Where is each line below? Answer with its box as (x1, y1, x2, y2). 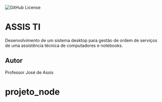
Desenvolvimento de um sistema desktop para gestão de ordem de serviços (5, 37, 158, 43)
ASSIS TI (5, 22, 41, 32)
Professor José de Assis (5, 69, 54, 75)
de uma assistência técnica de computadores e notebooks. (5, 43, 123, 48)
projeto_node (5, 86, 60, 97)
